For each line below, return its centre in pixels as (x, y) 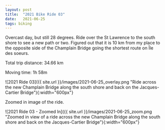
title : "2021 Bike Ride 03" (35, 14)
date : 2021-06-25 (25, 19)
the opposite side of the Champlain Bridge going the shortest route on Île (79, 48)
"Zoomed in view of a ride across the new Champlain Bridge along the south (83, 117)
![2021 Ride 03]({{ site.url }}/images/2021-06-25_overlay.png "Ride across (81, 82)
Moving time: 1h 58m (26, 73)
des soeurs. (17, 53)
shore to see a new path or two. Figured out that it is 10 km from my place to (83, 43)
